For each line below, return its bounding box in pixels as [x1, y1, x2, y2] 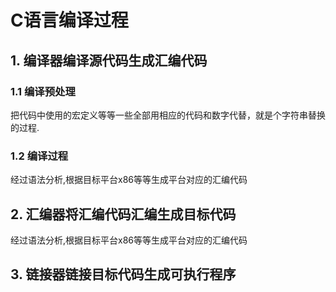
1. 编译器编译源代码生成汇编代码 [10, 52, 208, 69]
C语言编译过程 [10, 9, 129, 32]
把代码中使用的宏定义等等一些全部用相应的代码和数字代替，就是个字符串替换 [10, 109, 326, 121]
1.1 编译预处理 [10, 84, 76, 98]
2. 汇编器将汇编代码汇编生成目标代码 [10, 206, 237, 223]
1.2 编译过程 [10, 149, 69, 163]
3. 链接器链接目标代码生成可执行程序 [10, 266, 237, 283]
